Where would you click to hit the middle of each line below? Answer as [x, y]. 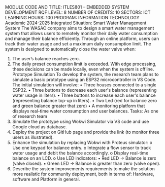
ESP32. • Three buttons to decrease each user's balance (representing [84, 90]
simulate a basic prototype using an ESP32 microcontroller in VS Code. [84, 79]
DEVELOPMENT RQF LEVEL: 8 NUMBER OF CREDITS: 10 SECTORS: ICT [78, 12]
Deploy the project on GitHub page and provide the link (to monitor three [86, 132]
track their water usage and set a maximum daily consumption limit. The [78, 44]
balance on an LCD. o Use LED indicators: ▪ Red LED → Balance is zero [84, 158]
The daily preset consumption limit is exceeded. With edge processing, [84, 64]
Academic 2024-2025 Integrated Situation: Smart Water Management [76, 23]
